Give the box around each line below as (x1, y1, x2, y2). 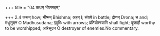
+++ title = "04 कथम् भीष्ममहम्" (5, 5, 61, 10)
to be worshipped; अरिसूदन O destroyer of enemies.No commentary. (5, 25, 139, 31)
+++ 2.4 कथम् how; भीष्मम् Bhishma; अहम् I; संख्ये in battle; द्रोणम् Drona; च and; (5, 15, 148, 20)
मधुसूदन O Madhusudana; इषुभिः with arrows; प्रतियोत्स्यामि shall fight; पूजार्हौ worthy (5, 20, 156, 25)
